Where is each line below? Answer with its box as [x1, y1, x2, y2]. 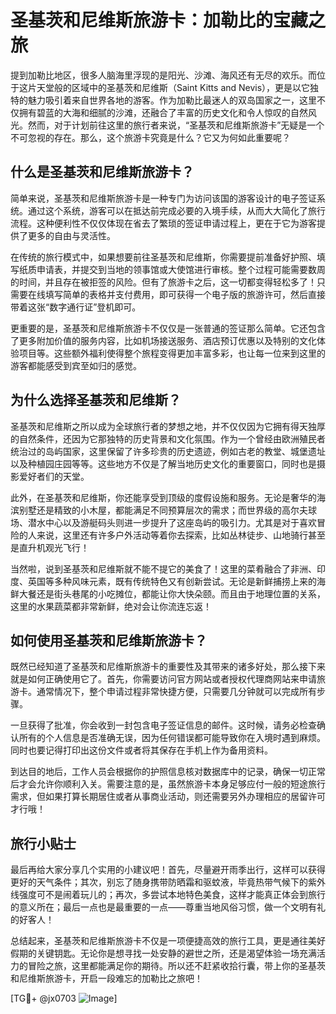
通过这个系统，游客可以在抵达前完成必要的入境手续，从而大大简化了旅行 [27, 204, 326, 216]
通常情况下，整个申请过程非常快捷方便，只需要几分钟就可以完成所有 [36, 686, 317, 698]
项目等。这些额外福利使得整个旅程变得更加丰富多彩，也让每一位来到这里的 [18, 347, 326, 359]
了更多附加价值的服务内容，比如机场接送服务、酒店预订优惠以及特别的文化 [10, 334, 317, 346]
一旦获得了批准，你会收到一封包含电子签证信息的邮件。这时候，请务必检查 [10, 719, 317, 731]
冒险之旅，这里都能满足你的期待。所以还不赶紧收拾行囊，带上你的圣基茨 [27, 960, 326, 972]
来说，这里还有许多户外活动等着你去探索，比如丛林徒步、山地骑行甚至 [36, 529, 326, 541]
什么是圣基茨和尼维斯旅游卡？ [10, 164, 195, 181]
